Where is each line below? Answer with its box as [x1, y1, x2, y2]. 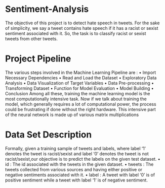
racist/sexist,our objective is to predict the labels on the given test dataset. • [5, 156, 161, 162]
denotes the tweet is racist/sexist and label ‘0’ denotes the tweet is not [5, 150, 149, 157]
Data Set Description [5, 129, 92, 140]
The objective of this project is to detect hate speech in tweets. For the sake [5, 20, 160, 26]
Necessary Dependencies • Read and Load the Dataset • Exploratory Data [5, 74, 157, 80]
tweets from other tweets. [5, 36, 58, 42]
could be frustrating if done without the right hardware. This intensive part [5, 106, 156, 112]
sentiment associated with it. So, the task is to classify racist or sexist [5, 30, 146, 36]
